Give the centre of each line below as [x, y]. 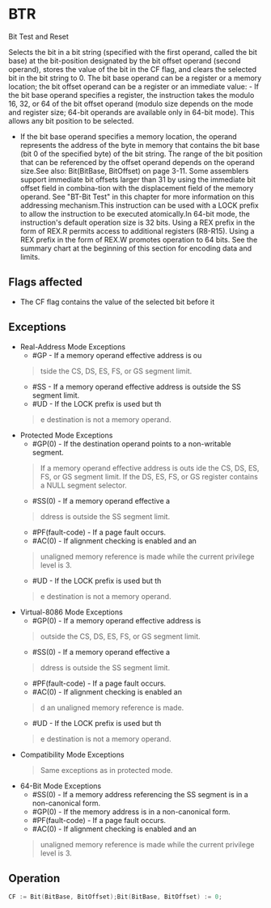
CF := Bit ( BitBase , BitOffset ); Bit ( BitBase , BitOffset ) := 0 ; [115, 897]
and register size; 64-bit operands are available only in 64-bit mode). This [131, 112]
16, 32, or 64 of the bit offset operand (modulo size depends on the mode [131, 103]
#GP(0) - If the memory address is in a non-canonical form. [131, 811]
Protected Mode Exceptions [66, 435]
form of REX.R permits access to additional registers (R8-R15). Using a [137, 230]
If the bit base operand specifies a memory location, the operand [128, 136]
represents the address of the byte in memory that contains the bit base [140, 145]
